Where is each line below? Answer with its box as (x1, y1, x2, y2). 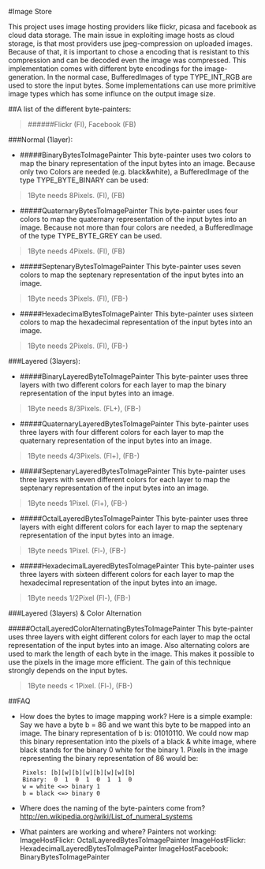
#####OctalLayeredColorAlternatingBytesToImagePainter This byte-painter (8, 624, 254, 633)
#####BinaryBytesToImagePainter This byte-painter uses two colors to (19, 150, 252, 159)
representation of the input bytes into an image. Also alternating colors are (8, 641, 250, 650)
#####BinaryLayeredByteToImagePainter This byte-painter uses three (19, 372, 248, 381)
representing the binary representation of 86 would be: (19, 754, 199, 762)
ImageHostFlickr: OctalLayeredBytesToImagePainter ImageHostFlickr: (19, 836, 246, 845)
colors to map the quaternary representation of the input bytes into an (19, 215, 247, 223)
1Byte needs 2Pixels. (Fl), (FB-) (27, 341, 129, 350)
